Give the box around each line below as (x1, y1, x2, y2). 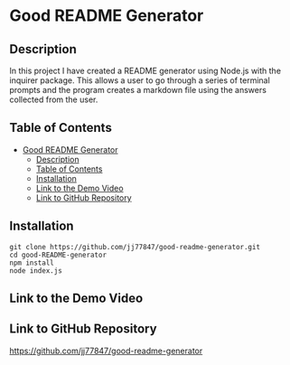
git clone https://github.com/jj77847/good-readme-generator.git (9, 242, 260, 251)
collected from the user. (9, 94, 98, 105)
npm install (9, 258, 54, 267)
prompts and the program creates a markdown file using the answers (9, 85, 267, 95)
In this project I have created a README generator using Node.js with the (9, 65, 282, 76)
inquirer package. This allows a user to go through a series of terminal (9, 75, 271, 86)
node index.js (9, 266, 63, 276)
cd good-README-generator (9, 250, 107, 259)
